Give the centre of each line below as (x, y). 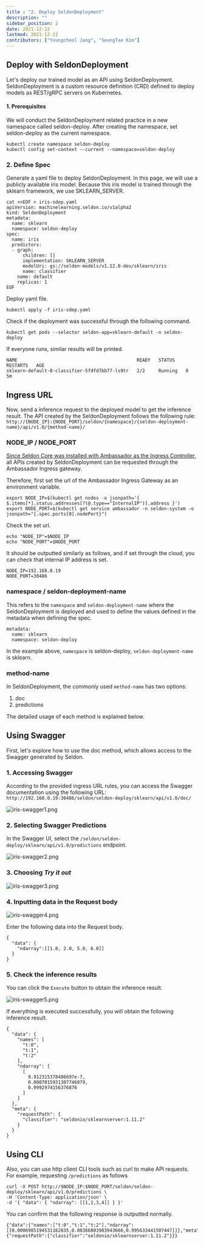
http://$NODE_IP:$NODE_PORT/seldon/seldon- (97, 1187)
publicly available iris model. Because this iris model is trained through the (99, 185)
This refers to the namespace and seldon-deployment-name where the (90, 605)
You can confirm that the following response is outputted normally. (90, 1214)
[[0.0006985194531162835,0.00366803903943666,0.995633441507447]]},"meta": (104, 1231)
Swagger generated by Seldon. (45, 757)
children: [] (39, 256)
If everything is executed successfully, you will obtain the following (90, 1012)
